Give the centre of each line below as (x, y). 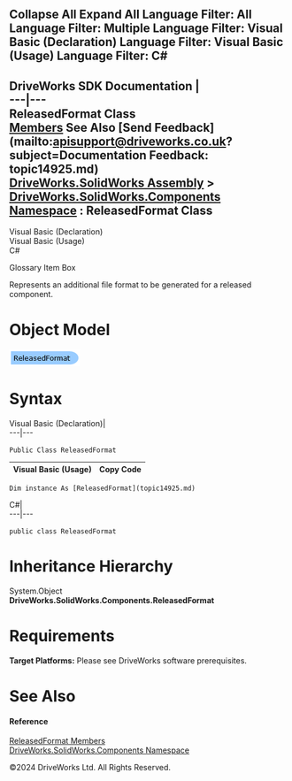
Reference (29, 721)
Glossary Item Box (42, 268)
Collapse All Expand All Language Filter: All (131, 15)
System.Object (36, 591)
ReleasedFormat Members (58, 741)
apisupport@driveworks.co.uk (139, 141)
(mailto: (31, 141)
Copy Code (120, 469)
